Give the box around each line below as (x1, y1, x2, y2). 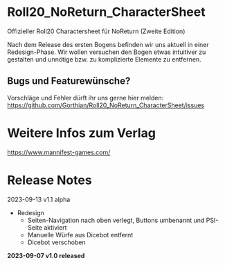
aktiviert (44, 223, 67, 232)
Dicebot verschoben (27, 238, 86, 246)
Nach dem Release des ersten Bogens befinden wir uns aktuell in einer (7, 40, 209, 48)
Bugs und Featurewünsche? (7, 75, 131, 87)
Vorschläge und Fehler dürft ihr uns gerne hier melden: (7, 93, 164, 102)
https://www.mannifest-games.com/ (7, 148, 111, 156)
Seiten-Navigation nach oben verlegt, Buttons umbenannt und (27, 216, 205, 224)
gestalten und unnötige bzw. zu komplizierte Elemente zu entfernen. (7, 55, 202, 63)
